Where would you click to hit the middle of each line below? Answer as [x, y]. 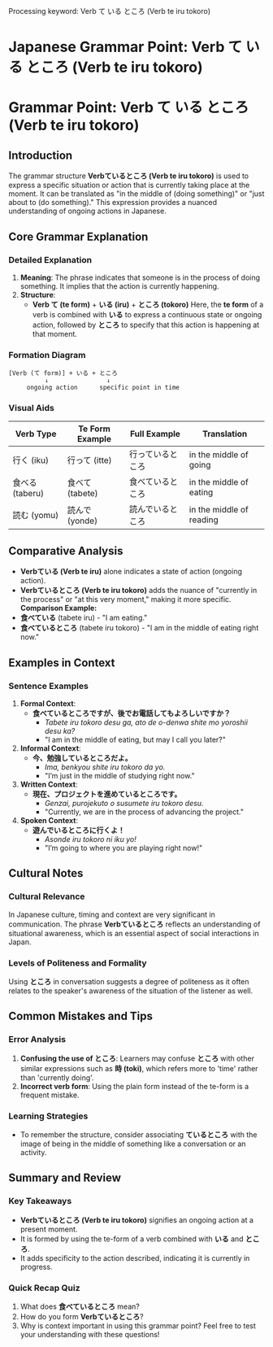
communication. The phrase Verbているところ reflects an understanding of [134, 924]
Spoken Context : [49, 820]
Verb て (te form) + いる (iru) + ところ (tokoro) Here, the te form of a [148, 304]
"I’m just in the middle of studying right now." [119, 775]
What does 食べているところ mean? [80, 1306]
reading [204, 520]
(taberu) [28, 494]
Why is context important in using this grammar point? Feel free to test [138, 1325]
